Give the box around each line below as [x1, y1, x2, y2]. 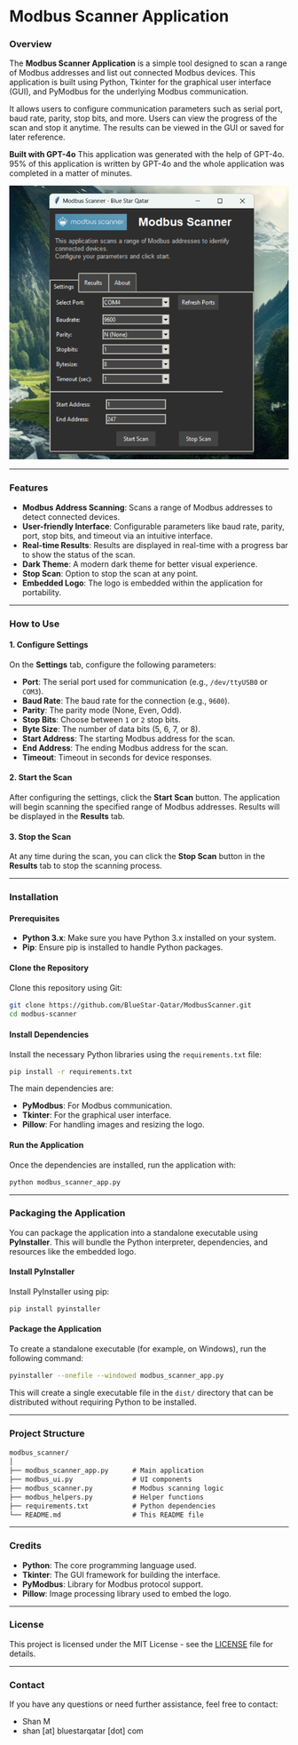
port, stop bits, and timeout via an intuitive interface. [21, 530, 214, 541]
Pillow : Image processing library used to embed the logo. [21, 1588, 232, 1598]
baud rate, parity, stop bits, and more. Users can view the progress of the [9, 113, 278, 124]
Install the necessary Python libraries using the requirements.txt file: [9, 1048, 262, 1059]
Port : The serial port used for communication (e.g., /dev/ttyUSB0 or [21, 676, 268, 687]
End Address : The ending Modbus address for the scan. [21, 742, 229, 753]
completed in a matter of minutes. [9, 168, 133, 179]
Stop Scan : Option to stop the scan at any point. [21, 568, 199, 578]
